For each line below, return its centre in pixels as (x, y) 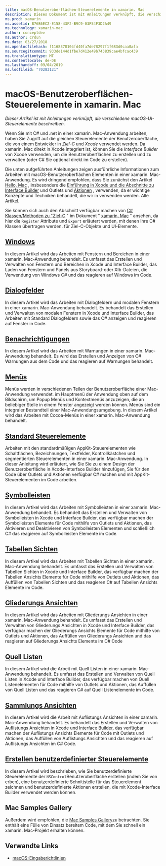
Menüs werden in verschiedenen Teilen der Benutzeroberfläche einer (76, 389)
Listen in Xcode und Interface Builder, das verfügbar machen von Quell (77, 679)
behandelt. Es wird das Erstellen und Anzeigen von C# (86, 356)
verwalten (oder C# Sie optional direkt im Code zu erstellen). (67, 160)
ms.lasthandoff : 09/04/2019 (34, 65)
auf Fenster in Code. (26, 323)
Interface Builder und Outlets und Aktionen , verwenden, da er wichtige (77, 190)
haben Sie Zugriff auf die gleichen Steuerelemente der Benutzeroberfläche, (82, 138)
